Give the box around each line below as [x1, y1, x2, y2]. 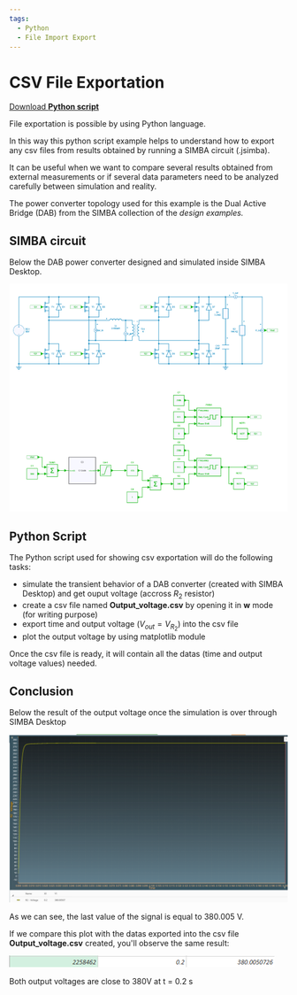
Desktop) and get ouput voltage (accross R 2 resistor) [21, 589, 215, 601]
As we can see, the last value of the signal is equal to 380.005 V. [9, 911, 245, 922]
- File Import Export [17, 33, 97, 42]
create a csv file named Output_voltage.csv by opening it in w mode [21, 600, 274, 610]
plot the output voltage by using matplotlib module [21, 631, 206, 642]
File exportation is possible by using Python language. [9, 119, 206, 129]
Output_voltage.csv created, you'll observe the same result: [9, 937, 230, 948]
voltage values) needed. [9, 658, 97, 668]
